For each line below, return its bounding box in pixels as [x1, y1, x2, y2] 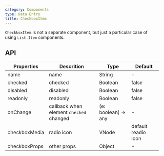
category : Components [5, 7, 49, 12]
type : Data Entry [5, 12, 41, 17]
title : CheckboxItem [5, 16, 47, 21]
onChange [7, 109, 32, 116]
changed [49, 115, 70, 122]
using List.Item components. [5, 35, 65, 40]
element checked [49, 109, 87, 116]
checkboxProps [7, 143, 44, 150]
